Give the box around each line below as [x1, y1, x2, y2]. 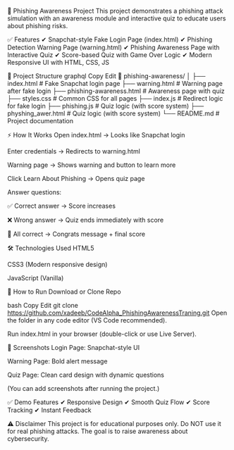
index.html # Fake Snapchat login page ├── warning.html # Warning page [7, 80, 223, 87]
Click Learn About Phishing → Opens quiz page [7, 175, 145, 182]
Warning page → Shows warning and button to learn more [7, 161, 176, 169]
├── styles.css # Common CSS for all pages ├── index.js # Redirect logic [7, 94, 223, 102]
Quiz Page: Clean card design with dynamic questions [7, 370, 164, 379]
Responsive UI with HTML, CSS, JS [7, 58, 109, 66]
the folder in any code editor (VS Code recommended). [7, 316, 168, 324]
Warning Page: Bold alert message [7, 357, 108, 365]
